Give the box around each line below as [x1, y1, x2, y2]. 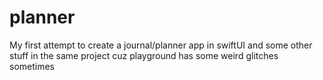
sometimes [9, 60, 55, 72]
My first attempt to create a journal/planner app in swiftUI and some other [9, 39, 313, 51]
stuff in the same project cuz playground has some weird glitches [9, 49, 279, 61]
